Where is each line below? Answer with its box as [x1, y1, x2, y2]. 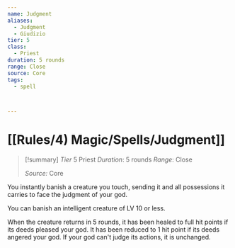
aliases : [7, 17, 33, 24]
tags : [7, 76, 23, 84]
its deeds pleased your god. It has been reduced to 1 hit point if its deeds [7, 225, 220, 234]
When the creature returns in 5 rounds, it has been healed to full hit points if [7, 218, 229, 227]
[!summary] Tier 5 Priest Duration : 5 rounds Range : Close [24, 155, 193, 164]
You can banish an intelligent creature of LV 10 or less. [7, 204, 166, 213]
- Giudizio [13, 30, 46, 38]
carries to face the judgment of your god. [7, 191, 128, 199]
